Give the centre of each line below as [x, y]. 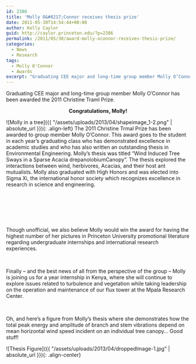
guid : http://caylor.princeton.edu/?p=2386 [60, 33]
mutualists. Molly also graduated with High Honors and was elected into [92, 172]
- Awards [22, 71]
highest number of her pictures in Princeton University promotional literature [98, 236]
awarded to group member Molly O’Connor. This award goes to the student [96, 135]
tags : [13, 60]
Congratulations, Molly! [98, 111]
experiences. [22, 249]
